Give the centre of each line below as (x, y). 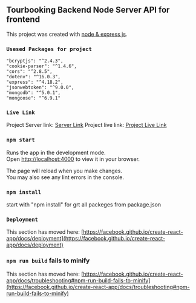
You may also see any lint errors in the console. (65, 177)
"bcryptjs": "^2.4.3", (35, 61)
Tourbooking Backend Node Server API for (88, 10)
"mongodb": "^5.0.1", (34, 93)
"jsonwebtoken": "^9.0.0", (40, 87)
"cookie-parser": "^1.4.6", (42, 66)
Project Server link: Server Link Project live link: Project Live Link (87, 125)
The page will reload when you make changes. (64, 171)
